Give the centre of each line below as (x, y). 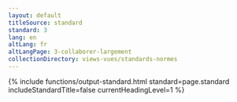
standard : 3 (28, 30)
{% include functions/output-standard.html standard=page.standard (119, 81)
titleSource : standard (45, 23)
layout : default (35, 15)
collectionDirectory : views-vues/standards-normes (93, 60)
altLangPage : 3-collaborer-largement (70, 52)
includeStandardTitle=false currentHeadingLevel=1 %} (96, 89)
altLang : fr (28, 45)
